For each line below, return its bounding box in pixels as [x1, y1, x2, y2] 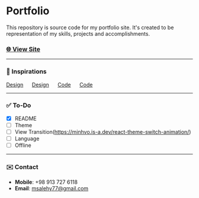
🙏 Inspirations [6, 67, 47, 76]
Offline [14, 142, 31, 149]
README [14, 115, 37, 122]
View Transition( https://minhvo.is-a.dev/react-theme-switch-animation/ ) [14, 128, 191, 135]
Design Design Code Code [6, 81, 93, 88]
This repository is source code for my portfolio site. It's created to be [6, 24, 174, 31]
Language [14, 135, 40, 142]
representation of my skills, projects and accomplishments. [6, 30, 150, 37]
